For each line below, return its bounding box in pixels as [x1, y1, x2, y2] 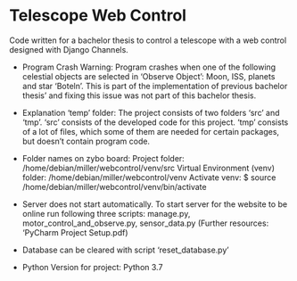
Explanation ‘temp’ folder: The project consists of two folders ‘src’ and [21, 107, 280, 118]
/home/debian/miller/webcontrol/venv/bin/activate [21, 181, 207, 192]
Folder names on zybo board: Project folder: [21, 153, 185, 163]
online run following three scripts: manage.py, [21, 208, 191, 219]
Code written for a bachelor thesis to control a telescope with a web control [9, 35, 287, 45]
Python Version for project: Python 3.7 [21, 261, 163, 272]
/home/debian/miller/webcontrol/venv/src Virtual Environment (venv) [21, 162, 275, 173]
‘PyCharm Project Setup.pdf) [21, 227, 128, 237]
